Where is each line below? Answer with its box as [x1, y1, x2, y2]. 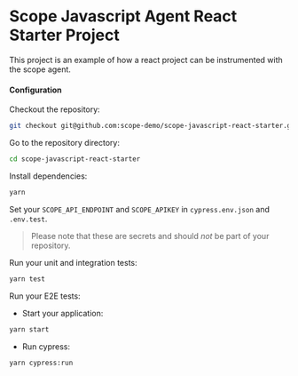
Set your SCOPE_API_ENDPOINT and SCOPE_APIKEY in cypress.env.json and [9, 204, 271, 214]
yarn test [9, 274, 46, 284]
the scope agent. [9, 64, 71, 75]
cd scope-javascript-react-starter [9, 155, 141, 164]
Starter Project [9, 25, 120, 45]
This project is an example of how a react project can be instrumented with [9, 54, 284, 65]
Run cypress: [21, 340, 71, 352]
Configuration [9, 84, 62, 95]
